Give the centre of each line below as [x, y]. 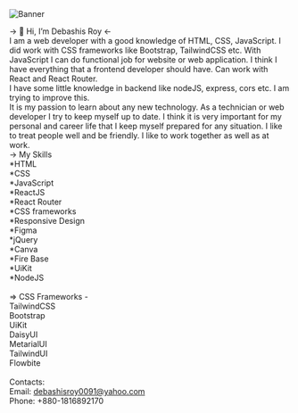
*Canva [24, 249]
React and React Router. [54, 78]
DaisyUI [24, 335]
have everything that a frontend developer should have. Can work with [139, 69]
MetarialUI [28, 344]
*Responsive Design [47, 221]
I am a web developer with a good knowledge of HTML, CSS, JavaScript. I [145, 41]
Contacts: [27, 382]
